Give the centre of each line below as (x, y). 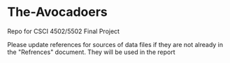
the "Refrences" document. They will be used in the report (91, 52)
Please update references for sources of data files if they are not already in (115, 44)
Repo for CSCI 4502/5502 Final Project (64, 31)
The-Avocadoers (58, 12)
